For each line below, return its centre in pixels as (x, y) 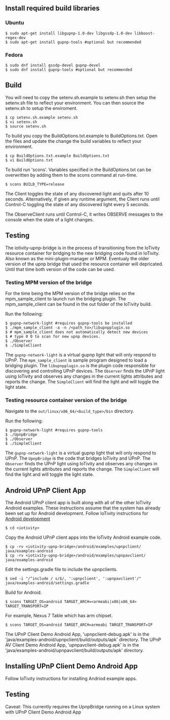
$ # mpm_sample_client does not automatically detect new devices (77, 332)
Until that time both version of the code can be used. (60, 269)
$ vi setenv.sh (21, 122)
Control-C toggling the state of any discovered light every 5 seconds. (77, 204)
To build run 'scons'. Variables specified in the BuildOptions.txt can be (78, 170)
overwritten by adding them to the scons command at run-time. (71, 175)
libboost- (145, 33)
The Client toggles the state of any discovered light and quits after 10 (77, 193)
